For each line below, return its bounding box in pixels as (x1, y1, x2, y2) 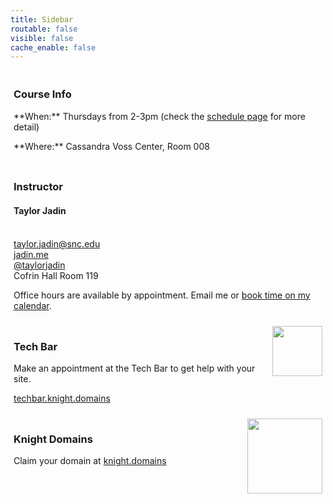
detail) (13, 121, 40, 133)
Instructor (13, 180, 63, 194)
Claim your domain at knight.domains (13, 455, 167, 467)
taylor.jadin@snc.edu (13, 237, 101, 250)
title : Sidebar (10, 14, 74, 25)
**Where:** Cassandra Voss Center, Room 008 (13, 140, 210, 152)
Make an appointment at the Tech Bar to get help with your (13, 362, 256, 374)
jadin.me (13, 248, 49, 260)
